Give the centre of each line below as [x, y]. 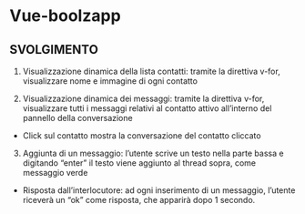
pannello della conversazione [78, 118]
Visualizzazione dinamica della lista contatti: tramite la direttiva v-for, [151, 71]
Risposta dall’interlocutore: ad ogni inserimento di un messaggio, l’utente [159, 190]
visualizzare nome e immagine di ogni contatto [110, 81]
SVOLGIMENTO [54, 50]
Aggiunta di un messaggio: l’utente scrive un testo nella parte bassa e [153, 153]
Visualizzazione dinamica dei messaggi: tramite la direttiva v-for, [143, 98]
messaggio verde [55, 173]
